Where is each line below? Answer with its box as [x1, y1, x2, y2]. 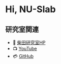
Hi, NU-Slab [5, 4, 56, 15]
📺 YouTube [12, 46, 37, 51]
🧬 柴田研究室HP [12, 40, 46, 45]
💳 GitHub [12, 53, 34, 59]
